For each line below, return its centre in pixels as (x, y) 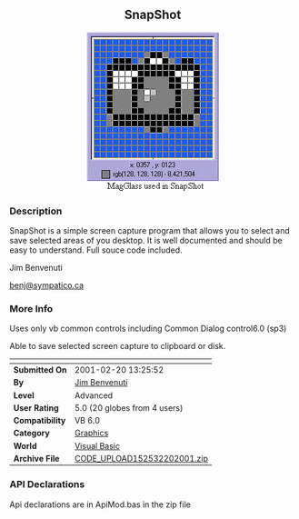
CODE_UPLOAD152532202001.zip (141, 458)
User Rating (36, 407)
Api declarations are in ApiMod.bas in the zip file (100, 504)
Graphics (91, 433)
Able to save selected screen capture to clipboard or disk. (118, 346)
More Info (31, 309)
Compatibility (40, 421)
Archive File (36, 458)
